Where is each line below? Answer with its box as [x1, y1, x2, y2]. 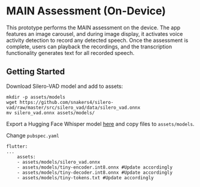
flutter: [6, 143, 28, 149]
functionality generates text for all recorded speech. [6, 49, 135, 56]
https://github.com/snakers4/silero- [19, 99, 114, 105]
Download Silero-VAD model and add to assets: [6, 82, 123, 90]
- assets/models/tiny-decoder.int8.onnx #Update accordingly [17, 169, 172, 176]
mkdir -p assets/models [6, 94, 66, 100]
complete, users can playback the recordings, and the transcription [6, 43, 172, 50]
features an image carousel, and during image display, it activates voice [6, 30, 183, 37]
